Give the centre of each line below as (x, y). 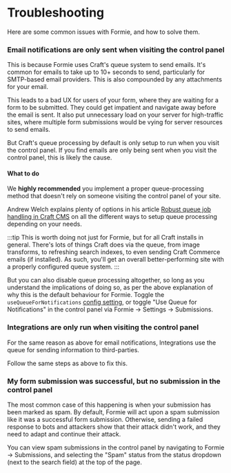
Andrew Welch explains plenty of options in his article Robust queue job (109, 209)
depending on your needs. (45, 224)
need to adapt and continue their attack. (64, 434)
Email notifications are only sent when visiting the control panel (116, 50)
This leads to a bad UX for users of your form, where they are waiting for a (113, 100)
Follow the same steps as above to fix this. (67, 363)
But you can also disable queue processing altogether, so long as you (106, 280)
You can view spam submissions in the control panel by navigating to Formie (116, 447)
